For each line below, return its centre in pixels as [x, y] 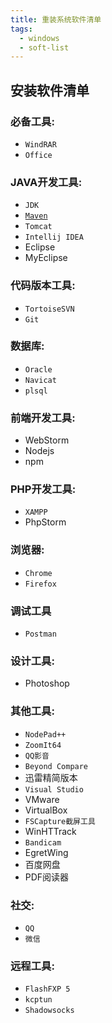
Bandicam [43, 842]
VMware [42, 799]
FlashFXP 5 [47, 989]
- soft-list [44, 47]
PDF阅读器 [47, 877]
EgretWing [46, 852]
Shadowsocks [49, 1011]
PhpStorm [45, 522]
